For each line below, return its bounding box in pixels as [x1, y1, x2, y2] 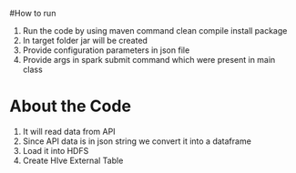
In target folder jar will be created [22, 36, 148, 46]
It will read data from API [22, 126, 116, 137]
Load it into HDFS [22, 145, 89, 156]
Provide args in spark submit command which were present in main [22, 55, 276, 65]
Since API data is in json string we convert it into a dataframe [22, 136, 252, 147]
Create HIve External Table [22, 155, 124, 166]
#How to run [9, 8, 56, 18]
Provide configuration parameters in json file [22, 45, 190, 56]
